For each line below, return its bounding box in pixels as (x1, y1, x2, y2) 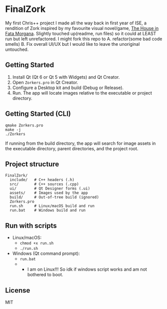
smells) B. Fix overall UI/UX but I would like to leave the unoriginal (5, 41, 140, 47)
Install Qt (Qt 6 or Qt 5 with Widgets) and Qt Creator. (12, 74, 120, 80)
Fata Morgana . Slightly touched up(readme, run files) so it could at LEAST (5, 30, 157, 36)
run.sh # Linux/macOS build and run (9, 204, 95, 208)
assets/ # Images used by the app (9, 191, 88, 196)
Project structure (5, 160, 59, 168)
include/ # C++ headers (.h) (9, 178, 75, 183)
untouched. (5, 46, 29, 52)
